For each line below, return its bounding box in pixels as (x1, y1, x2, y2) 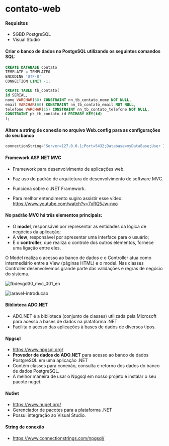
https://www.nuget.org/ (12, 402, 61, 408)
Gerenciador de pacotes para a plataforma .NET (12, 407, 112, 413)
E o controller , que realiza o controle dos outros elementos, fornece (12, 239, 154, 245)
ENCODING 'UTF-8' (5, 74, 42, 79)
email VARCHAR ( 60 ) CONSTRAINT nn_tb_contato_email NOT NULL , (5, 102, 136, 107)
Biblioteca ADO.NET (5, 302, 48, 308)
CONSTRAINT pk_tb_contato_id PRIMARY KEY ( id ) (5, 112, 102, 117)
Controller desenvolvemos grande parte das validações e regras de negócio (5, 265, 163, 271)
